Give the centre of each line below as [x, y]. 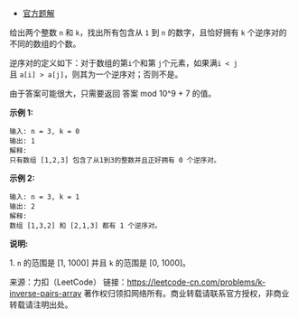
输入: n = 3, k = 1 [45, 197]
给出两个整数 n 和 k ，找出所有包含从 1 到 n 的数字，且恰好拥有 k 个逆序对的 [148, 33]
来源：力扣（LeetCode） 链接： [69, 282]
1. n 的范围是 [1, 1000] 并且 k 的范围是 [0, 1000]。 [100, 263]
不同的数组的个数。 [45, 44]
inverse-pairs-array [46, 293]
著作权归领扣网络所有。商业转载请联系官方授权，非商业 [186, 293]
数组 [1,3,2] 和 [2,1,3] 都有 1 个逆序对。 [86, 226]
